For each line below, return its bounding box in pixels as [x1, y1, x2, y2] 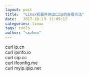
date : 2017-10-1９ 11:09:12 [5, 16, 67, 21]
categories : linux [5, 21, 43, 26]
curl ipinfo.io [5, 49, 31, 55]
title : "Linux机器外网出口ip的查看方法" [5, 12, 84, 17]
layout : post [5, 7, 32, 12]
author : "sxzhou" [5, 30, 41, 35]
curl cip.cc [5, 55, 27, 60]
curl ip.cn [5, 44, 25, 50]
